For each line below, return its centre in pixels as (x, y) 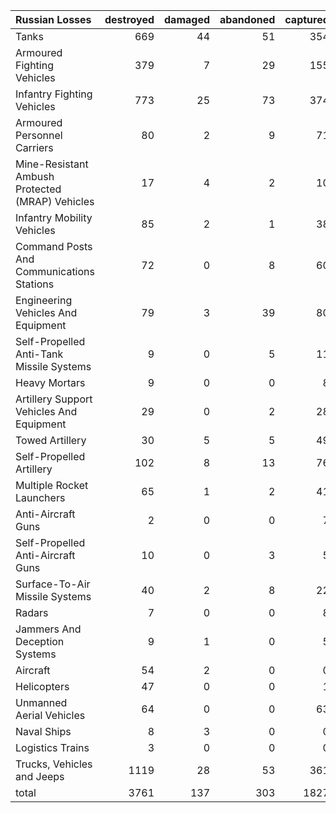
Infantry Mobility (54, 217)
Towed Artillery (51, 440)
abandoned (247, 19)
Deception (40, 641)
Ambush (35, 176)
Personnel (39, 135)
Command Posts (54, 246)
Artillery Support (54, 399)
